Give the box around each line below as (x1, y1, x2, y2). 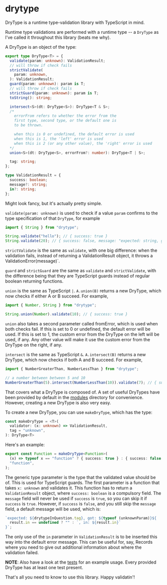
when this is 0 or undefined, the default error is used (14, 132, 135, 137)
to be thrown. (14, 123, 43, 128)
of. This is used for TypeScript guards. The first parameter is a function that (5, 480, 160, 486)
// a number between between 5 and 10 (5, 375, 85, 381)
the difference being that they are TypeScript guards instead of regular (5, 273, 150, 279)
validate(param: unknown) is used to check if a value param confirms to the (5, 210, 158, 216)
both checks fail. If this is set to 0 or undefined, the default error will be (5, 326, 151, 332)
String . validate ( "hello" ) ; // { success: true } (5, 234, 108, 239)
